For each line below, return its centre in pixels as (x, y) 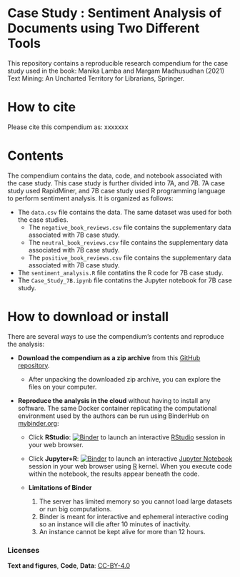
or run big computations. (75, 509)
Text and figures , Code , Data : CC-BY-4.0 (69, 566)
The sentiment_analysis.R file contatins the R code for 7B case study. (120, 272)
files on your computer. (62, 387)
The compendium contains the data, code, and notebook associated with (115, 175)
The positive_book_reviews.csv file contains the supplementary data (130, 257)
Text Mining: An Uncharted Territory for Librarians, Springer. (96, 78)
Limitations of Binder (60, 487)
